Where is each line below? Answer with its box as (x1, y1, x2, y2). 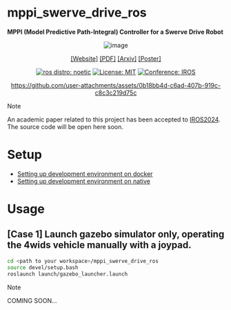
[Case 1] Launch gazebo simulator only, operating (7, 229, 225, 240)
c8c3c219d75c (94, 88, 137, 97)
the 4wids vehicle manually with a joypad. (7, 240, 192, 251)
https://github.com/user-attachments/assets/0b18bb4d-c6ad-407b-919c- (10, 81, 221, 89)
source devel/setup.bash (7, 264, 79, 271)
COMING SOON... (7, 296, 57, 304)
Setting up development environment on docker (17, 169, 153, 177)
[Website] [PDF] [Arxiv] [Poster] (70, 54, 161, 63)
